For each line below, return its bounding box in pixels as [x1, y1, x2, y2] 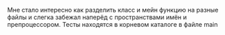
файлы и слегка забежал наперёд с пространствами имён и [7, 13, 187, 21]
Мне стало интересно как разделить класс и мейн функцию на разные [7, 6, 219, 14]
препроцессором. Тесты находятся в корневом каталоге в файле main [7, 21, 218, 28]
